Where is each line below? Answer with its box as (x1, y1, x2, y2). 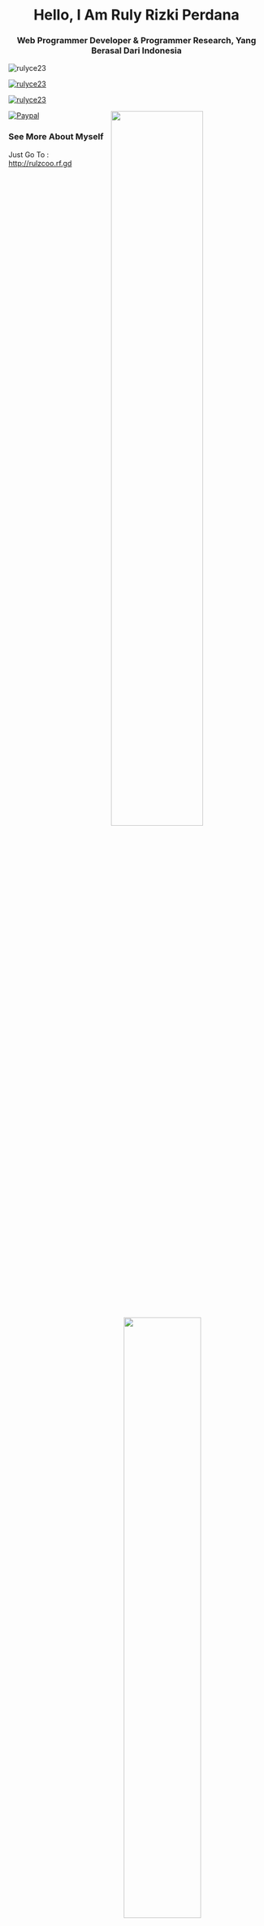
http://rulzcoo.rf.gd (8, 158, 72, 168)
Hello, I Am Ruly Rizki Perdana (33, 6, 240, 24)
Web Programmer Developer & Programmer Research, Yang (16, 35, 257, 46)
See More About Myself (8, 131, 104, 143)
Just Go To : (8, 149, 50, 160)
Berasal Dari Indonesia (91, 45, 182, 56)
